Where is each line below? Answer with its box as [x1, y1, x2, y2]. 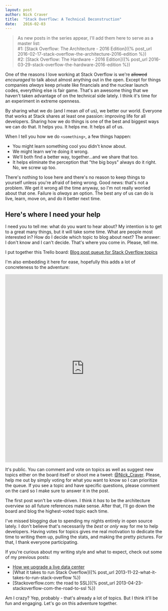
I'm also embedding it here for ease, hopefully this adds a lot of [5, 259, 136, 265]
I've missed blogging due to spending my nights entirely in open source [5, 518, 152, 524]
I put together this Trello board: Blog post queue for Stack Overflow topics [5, 249, 158, 255]
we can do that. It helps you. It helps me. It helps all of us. [5, 124, 124, 130]
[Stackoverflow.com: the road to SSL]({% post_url [12, 580, 115, 586]
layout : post [5, 7, 32, 13]
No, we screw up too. [12, 165, 56, 171]
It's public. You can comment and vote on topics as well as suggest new [5, 467, 154, 473]
